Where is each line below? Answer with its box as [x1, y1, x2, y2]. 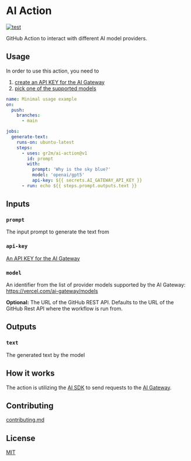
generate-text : [11, 134, 48, 140]
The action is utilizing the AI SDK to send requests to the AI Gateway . [6, 384, 172, 391]
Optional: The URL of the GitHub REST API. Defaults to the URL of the [6, 299, 174, 306]
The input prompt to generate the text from [6, 228, 109, 235]
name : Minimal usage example [6, 96, 77, 102]
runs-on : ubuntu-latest [16, 139, 75, 145]
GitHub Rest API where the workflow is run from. [6, 305, 123, 312]
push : [11, 107, 25, 113]
